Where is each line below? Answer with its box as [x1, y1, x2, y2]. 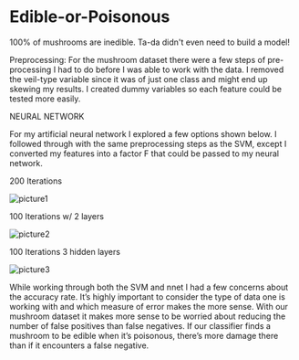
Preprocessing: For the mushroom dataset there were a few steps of [9, 54, 266, 65]
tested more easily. [9, 93, 81, 104]
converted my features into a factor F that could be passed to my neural [9, 148, 280, 159]
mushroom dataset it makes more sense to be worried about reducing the [9, 311, 286, 322]
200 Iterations [9, 175, 62, 186]
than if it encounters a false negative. [9, 340, 149, 351]
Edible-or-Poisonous [9, 6, 170, 27]
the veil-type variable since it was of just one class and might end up [9, 73, 268, 84]
